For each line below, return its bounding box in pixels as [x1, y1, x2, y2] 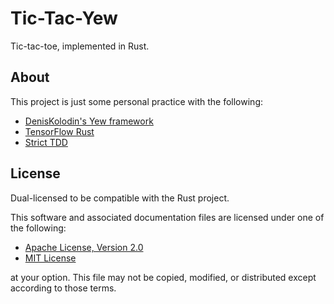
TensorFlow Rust [24, 125, 95, 137]
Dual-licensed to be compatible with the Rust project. [10, 192, 230, 204]
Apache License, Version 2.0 [24, 241, 144, 253]
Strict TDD [24, 136, 68, 148]
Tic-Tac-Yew [10, 7, 118, 30]
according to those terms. [10, 282, 117, 294]
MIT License [24, 252, 77, 264]
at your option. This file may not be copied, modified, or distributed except [10, 271, 317, 283]
